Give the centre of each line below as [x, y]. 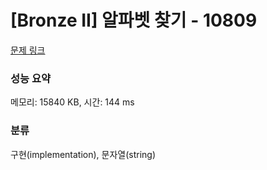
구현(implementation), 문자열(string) [83, 154]
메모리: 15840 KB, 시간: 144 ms [72, 102]
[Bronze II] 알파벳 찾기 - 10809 [134, 20]
